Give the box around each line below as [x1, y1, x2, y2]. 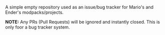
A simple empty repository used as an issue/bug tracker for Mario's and [5, 4, 154, 10]
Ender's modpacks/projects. [5, 9, 64, 15]
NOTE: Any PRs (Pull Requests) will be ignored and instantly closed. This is [5, 19, 160, 25]
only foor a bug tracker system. [5, 24, 70, 30]
